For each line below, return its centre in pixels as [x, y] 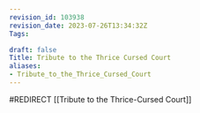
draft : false [33, 49]
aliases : [25, 66]
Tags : [19, 34]
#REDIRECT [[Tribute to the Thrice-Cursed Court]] [100, 99]
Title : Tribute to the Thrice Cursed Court [90, 58]
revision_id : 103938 [47, 17]
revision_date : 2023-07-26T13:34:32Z [78, 26]
